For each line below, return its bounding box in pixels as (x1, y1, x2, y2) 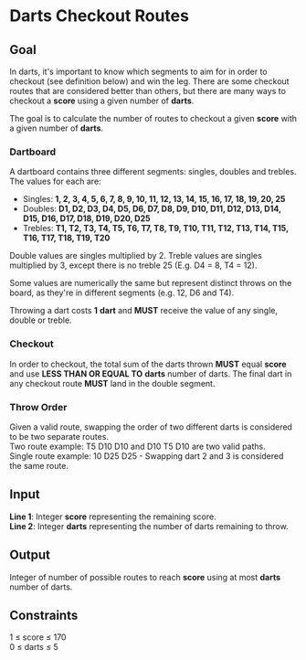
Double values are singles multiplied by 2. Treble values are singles (9, 250, 262, 261)
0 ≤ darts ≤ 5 (9, 642, 59, 653)
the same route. (9, 460, 69, 471)
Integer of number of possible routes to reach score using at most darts (9, 571, 281, 582)
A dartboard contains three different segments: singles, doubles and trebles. (9, 166, 297, 177)
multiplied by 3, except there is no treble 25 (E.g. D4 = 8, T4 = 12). (9, 260, 258, 271)
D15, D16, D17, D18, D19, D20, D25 (22, 213, 151, 224)
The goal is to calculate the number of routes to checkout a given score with (9, 113, 298, 123)
